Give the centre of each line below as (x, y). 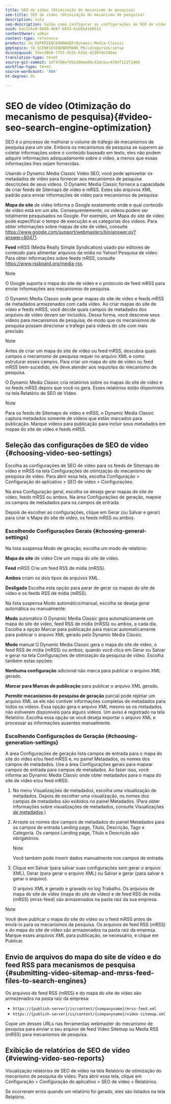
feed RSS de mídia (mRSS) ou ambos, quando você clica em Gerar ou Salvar (85, 650)
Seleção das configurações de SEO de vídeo (77, 445)
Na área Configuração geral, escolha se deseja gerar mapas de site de (79, 491)
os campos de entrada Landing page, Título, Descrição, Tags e (79, 827)
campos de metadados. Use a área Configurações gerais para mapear (79, 765)
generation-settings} (32, 742)
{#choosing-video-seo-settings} (59, 453)
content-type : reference (32, 39)
